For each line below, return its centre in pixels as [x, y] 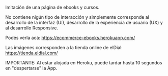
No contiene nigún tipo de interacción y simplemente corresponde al [77, 17]
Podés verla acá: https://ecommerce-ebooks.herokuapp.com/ [70, 38]
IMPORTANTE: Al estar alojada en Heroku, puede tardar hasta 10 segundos [84, 63]
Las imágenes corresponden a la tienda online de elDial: [64, 47]
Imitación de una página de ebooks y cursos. [52, 7]
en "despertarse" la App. [31, 68]
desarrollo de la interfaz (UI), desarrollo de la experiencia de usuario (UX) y [84, 23]
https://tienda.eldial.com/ [32, 53]
